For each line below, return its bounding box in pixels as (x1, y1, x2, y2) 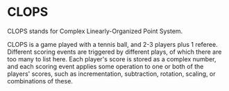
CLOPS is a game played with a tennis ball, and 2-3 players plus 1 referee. (7, 40, 218, 48)
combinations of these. (7, 77, 73, 85)
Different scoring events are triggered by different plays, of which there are (7, 48, 222, 56)
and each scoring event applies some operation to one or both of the (7, 62, 204, 70)
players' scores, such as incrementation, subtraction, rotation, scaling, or (7, 70, 217, 78)
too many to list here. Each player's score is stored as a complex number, (7, 54, 217, 63)
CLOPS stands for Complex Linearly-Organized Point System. (7, 27, 183, 35)
